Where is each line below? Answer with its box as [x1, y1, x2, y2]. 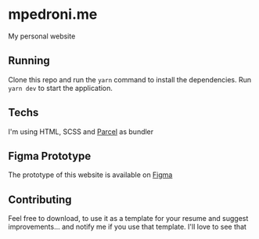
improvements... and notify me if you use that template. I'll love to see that [8, 222, 246, 232]
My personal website [8, 31, 76, 41]
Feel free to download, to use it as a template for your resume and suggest [8, 214, 249, 223]
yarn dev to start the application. [8, 83, 113, 92]
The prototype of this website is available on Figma [8, 170, 173, 179]
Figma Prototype [8, 149, 92, 162]
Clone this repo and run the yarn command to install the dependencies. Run [8, 74, 252, 84]
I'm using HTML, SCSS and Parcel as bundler [8, 127, 154, 136]
